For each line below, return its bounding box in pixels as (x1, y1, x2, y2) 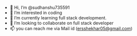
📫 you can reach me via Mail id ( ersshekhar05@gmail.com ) (9, 26, 133, 31)
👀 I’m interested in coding (9, 10, 63, 16)
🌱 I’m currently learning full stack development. (9, 15, 107, 20)
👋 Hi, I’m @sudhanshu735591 (9, 5, 70, 10)
